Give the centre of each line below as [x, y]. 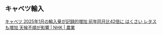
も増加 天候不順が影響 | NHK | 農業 [40, 27]
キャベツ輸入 [25, 9]
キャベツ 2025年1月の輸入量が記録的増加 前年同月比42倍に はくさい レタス [81, 21]
